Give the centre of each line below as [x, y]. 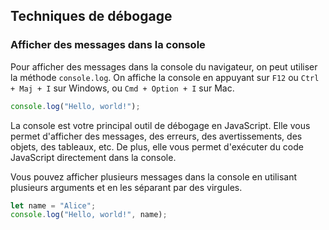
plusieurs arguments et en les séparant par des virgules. [126, 187]
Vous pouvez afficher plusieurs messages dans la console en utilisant [153, 176]
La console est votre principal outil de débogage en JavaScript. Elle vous [160, 125]
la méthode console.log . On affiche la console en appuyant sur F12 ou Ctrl [165, 77]
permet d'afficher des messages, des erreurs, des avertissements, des [156, 136]
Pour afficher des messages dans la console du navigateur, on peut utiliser [164, 66]
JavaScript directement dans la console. [93, 157]
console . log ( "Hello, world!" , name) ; [89, 215]
